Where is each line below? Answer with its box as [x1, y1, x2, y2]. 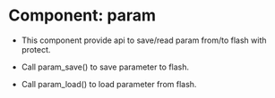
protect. [21, 44, 51, 54]
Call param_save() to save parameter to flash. [21, 61, 190, 72]
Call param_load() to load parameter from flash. [21, 78, 197, 89]
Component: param [8, 5, 157, 26]
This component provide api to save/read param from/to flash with [21, 35, 267, 45]
